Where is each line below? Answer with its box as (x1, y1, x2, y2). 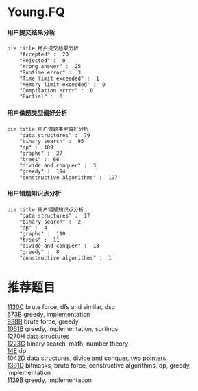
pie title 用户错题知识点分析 (7, 206, 84, 213)
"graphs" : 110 (19, 230, 66, 237)
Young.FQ (7, 4, 65, 20)
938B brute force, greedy (7, 317, 79, 326)
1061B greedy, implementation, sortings (7, 324, 119, 332)
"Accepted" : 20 (19, 51, 69, 59)
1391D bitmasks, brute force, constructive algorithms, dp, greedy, (7, 361, 192, 369)
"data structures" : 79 (19, 131, 90, 138)
